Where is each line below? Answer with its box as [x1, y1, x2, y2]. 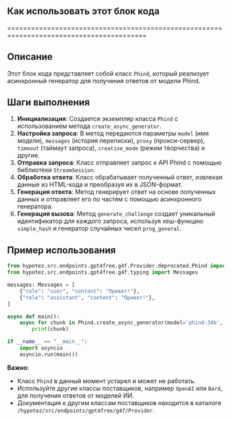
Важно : [7, 363, 30, 371]
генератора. [16, 202, 54, 210]
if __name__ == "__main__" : [7, 338, 88, 345]
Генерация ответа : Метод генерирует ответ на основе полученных [16, 188, 217, 196]
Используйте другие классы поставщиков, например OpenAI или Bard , [16, 384, 223, 392]
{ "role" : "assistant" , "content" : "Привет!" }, [19, 294, 155, 301]
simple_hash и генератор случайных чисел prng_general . [16, 224, 182, 233]
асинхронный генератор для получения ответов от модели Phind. [7, 76, 201, 85]
